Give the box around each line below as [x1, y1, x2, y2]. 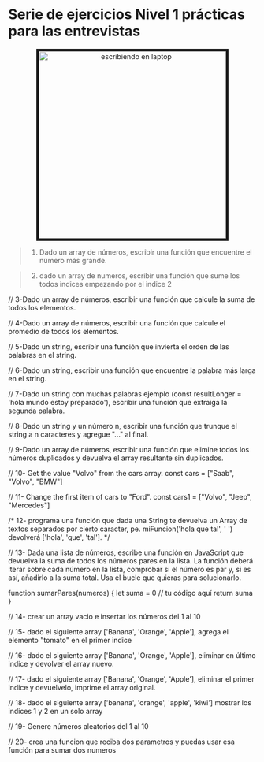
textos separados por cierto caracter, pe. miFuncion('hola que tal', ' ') [8, 524, 233, 533]
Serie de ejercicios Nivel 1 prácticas [8, 6, 246, 24]
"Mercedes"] [8, 500, 50, 510]
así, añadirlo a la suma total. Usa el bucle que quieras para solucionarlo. [8, 573, 242, 582]
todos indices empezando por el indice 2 [39, 279, 172, 288]
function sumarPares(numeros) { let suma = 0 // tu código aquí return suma [8, 588, 254, 597]
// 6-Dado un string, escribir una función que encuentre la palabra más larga [8, 365, 256, 375]
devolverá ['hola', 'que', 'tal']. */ [8, 532, 110, 541]
